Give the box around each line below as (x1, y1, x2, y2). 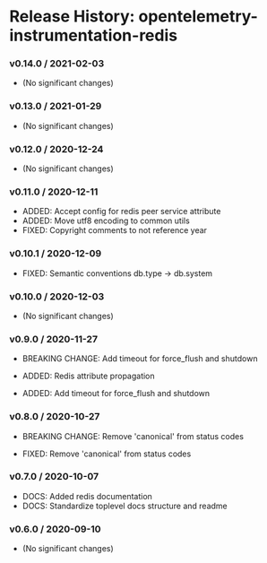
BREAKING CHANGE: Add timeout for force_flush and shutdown (22, 353, 258, 364)
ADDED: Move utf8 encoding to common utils (22, 215, 190, 226)
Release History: (9, 6, 135, 27)
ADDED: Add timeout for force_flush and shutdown (22, 388, 211, 399)
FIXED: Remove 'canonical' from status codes (22, 448, 192, 459)
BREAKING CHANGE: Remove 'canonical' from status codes (22, 430, 245, 441)
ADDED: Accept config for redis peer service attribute (22, 206, 221, 217)
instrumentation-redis (9, 25, 177, 46)
